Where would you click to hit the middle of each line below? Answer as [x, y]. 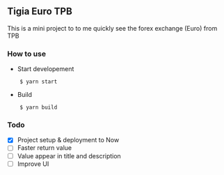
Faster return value [45, 148]
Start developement [46, 69]
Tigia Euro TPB [40, 12]
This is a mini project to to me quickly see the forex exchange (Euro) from [112, 28]
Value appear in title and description [69, 155]
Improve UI [33, 164]
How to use [27, 54]
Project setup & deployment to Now [68, 140]
